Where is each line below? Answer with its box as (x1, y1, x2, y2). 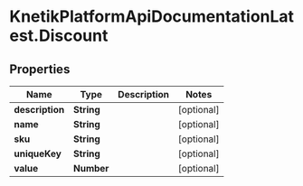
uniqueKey (14, 147, 62, 160)
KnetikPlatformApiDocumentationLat (9, 6, 295, 27)
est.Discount (9, 25, 109, 46)
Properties (9, 61, 71, 77)
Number (72, 163, 109, 174)
